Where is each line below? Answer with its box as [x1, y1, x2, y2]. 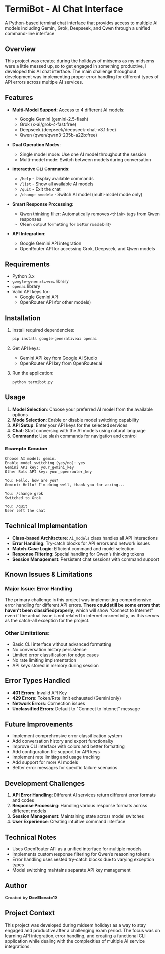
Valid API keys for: [12, 289, 50, 295]
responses [19, 216, 42, 222]
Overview [5, 45, 36, 53]
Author [5, 881, 27, 890]
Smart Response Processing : [12, 201, 73, 207]
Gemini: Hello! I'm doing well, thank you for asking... [5, 482, 125, 488]
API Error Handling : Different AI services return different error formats [12, 792, 156, 798]
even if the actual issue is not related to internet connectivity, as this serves [5, 612, 160, 618]
